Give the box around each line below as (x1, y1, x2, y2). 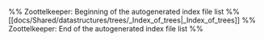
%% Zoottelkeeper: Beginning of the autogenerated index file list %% (8, 7, 241, 16)
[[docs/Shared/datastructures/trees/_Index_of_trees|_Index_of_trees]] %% (8, 15, 256, 25)
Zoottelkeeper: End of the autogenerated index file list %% (8, 24, 203, 33)
